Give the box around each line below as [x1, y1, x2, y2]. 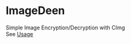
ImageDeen [5, 4, 65, 18]
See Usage [5, 30, 34, 37]
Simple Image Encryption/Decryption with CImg [5, 24, 126, 31]
